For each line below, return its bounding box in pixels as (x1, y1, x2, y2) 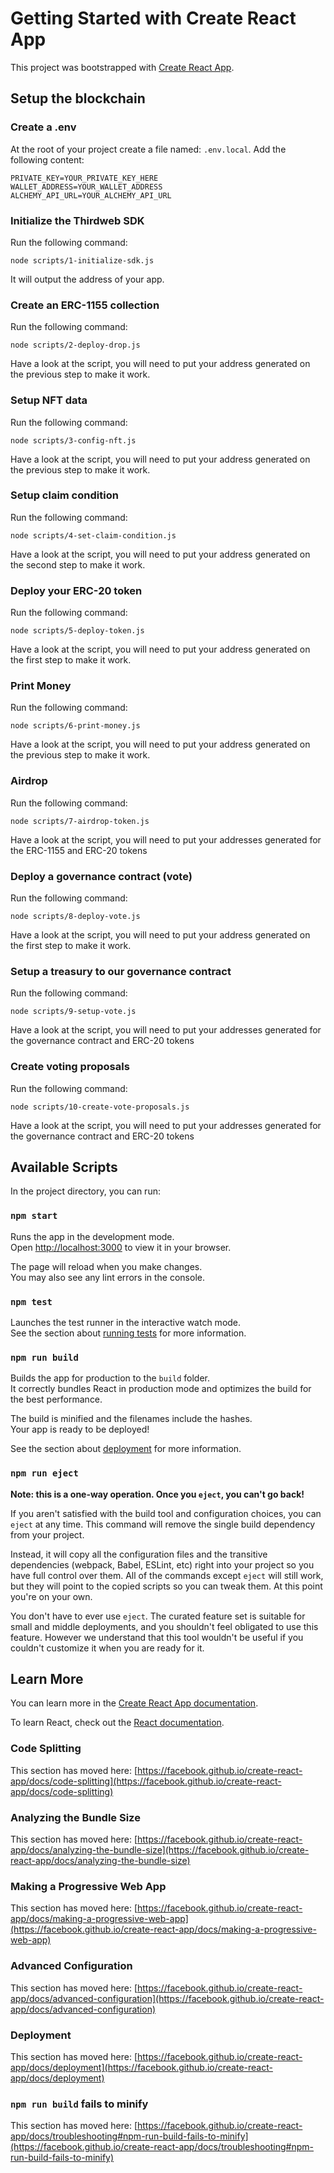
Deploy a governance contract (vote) (10, 869, 193, 883)
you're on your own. (10, 1590, 93, 1602)
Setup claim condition (10, 488, 119, 502)
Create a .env (10, 120, 77, 134)
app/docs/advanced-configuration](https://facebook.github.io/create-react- (10, 1992, 325, 2004)
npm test (10, 1296, 53, 1307)
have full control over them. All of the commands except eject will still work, (10, 1569, 324, 1581)
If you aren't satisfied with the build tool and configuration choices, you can (10, 1507, 322, 1519)
